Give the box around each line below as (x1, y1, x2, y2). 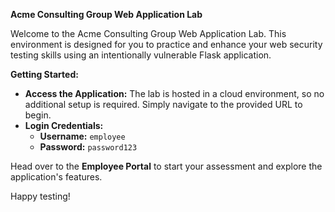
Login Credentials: (24, 120, 104, 131)
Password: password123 (39, 141, 138, 153)
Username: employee (39, 130, 126, 142)
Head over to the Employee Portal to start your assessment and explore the (10, 160, 323, 172)
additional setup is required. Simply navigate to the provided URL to (24, 99, 303, 110)
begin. (24, 109, 52, 121)
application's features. (10, 171, 103, 183)
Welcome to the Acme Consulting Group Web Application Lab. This (10, 28, 287, 39)
